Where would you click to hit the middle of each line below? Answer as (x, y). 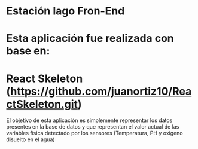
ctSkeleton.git (42, 104)
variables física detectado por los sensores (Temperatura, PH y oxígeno (95, 133)
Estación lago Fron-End (66, 11)
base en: (28, 51)
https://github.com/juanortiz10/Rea (101, 91)
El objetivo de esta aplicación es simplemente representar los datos (89, 120)
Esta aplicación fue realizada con (90, 39)
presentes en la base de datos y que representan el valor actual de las (93, 127)
